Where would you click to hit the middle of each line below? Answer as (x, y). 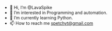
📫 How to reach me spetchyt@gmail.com (51, 23)
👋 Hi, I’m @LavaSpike (31, 8)
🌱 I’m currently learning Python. (41, 18)
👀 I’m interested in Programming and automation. (58, 13)
